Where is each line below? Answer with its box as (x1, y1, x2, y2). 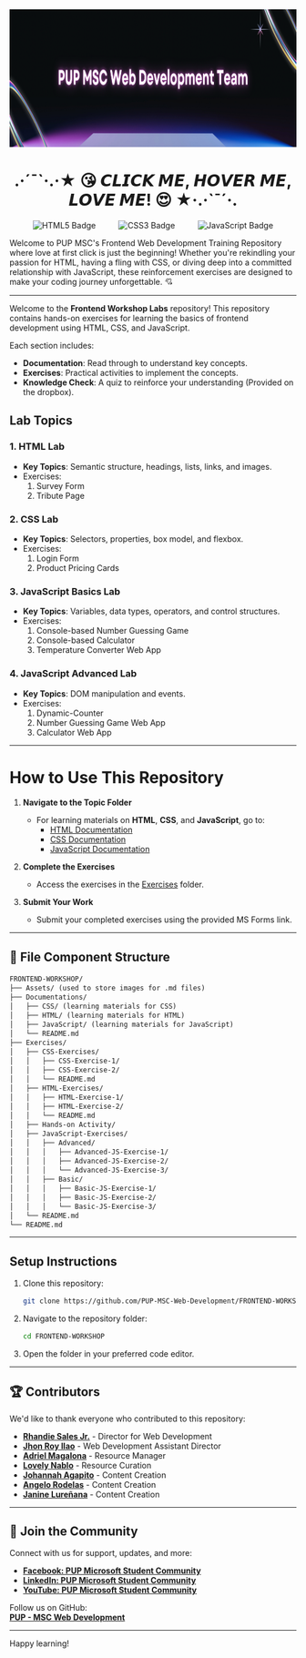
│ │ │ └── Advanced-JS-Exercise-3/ (9, 1165, 169, 1175)
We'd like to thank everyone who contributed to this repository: (9, 1413, 246, 1424)
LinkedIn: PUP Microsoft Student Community (22, 1575, 197, 1586)
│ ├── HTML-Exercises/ (9, 1083, 104, 1093)
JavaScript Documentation (49, 844, 150, 855)
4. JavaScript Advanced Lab (9, 667, 138, 680)
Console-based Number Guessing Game (36, 626, 189, 636)
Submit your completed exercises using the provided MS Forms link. (36, 914, 293, 925)
